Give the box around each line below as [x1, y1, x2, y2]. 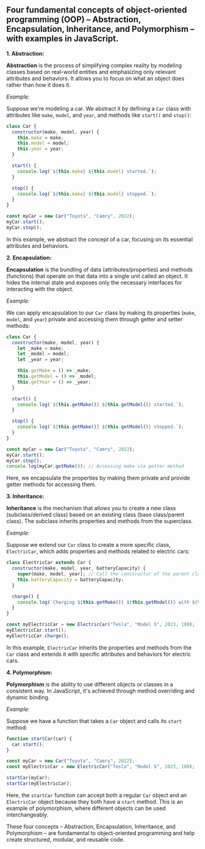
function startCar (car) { [6, 735, 72, 742]
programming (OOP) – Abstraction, [6, 15, 142, 25]
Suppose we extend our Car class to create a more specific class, [6, 541, 171, 549]
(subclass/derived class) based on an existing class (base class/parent [6, 511, 185, 519]
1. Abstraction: [6, 50, 45, 57]
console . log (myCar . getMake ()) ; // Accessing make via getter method [6, 463, 184, 470]
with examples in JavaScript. [6, 34, 119, 44]
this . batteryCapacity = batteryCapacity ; [17, 576, 124, 583]
